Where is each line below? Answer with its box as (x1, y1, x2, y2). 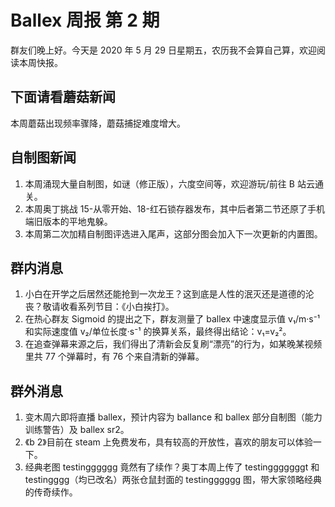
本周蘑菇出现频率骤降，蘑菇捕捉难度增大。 (10, 117, 186, 129)
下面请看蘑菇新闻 (10, 89, 116, 106)
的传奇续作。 (24, 486, 78, 498)
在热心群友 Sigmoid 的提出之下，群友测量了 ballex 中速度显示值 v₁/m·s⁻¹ (24, 313, 321, 325)
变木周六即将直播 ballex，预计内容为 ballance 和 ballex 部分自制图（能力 (24, 411, 323, 423)
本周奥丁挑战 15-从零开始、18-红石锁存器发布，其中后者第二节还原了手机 (24, 202, 325, 215)
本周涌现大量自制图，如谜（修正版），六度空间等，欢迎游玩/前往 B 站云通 (24, 177, 324, 190)
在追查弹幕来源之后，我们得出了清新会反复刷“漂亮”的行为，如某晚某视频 (24, 338, 323, 350)
